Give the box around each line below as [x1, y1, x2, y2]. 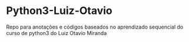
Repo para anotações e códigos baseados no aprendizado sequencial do [6, 23, 184, 30]
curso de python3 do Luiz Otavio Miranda [6, 29, 107, 36]
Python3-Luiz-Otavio [6, 4, 113, 17]
